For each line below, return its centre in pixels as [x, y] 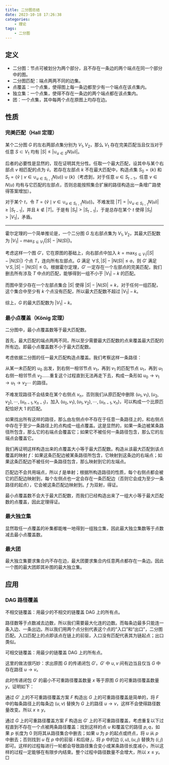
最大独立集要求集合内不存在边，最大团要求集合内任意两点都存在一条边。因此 [84, 561]
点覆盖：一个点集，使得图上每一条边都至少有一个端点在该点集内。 [81, 87]
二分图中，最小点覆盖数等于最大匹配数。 [47, 330]
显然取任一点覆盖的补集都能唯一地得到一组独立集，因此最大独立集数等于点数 [84, 528]
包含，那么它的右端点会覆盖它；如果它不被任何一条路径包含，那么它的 [87, 432]
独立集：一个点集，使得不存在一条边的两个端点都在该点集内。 [76, 93]
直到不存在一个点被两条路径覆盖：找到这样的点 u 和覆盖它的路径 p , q [80, 727]
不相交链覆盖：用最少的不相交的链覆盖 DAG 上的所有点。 [64, 612]
